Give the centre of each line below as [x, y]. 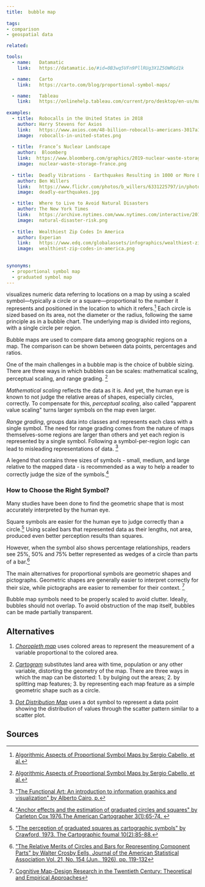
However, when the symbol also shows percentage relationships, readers [99, 548]
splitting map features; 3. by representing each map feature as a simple [105, 684]
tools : [15, 57]
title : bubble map [31, 12]
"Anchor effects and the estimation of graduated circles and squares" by [106, 809]
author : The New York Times [53, 209]
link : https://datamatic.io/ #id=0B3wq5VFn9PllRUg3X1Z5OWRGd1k [101, 68]
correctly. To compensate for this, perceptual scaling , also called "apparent [101, 403]
